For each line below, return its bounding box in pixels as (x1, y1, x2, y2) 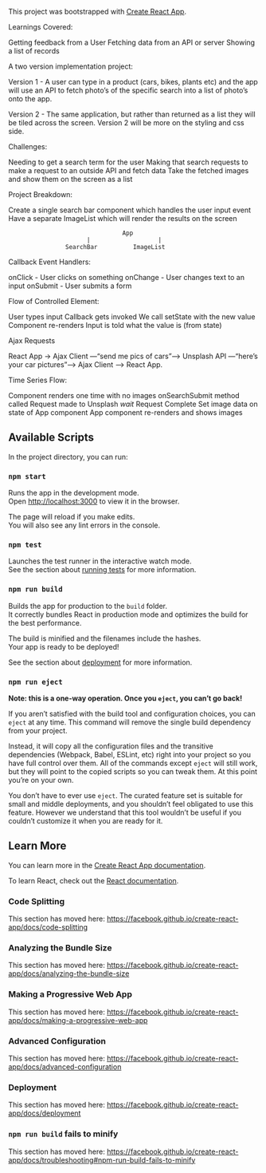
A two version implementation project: (8, 61, 134, 71)
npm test (8, 540, 42, 550)
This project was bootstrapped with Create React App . (8, 7, 187, 16)
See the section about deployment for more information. (8, 658, 193, 667)
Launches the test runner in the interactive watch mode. (8, 556, 193, 566)
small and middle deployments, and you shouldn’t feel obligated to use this (8, 800, 253, 808)
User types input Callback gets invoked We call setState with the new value (8, 312, 256, 322)
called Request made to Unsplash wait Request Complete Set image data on (8, 399, 259, 409)
